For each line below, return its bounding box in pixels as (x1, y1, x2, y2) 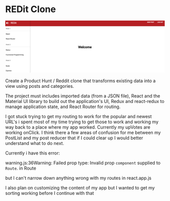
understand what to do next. (5, 140, 64, 146)
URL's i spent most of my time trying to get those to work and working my (5, 119, 159, 125)
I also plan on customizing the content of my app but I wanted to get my (5, 185, 155, 191)
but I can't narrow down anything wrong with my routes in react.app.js (5, 175, 152, 181)
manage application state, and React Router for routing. (5, 104, 121, 110)
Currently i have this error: (5, 150, 60, 156)
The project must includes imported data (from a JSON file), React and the (5, 93, 160, 99)
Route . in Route (5, 165, 36, 171)
